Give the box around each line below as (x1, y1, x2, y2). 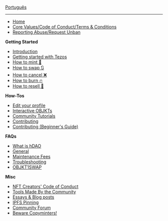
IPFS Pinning (12, 200, 39, 205)
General (12, 148, 29, 154)
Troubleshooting (12, 159, 46, 165)
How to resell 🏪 (12, 83, 44, 89)
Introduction (12, 48, 38, 54)
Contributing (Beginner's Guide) (12, 124, 78, 129)
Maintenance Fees (12, 154, 51, 159)
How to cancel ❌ (12, 72, 47, 78)
